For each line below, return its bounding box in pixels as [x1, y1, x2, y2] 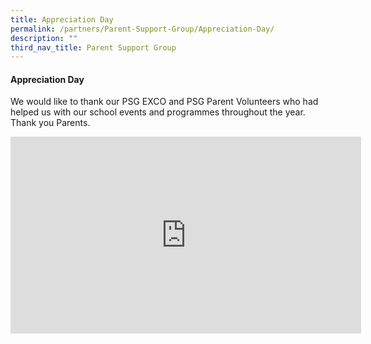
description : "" [10, 33, 78, 43]
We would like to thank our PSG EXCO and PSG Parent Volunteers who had [10, 96, 319, 108]
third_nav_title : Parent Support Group [10, 42, 177, 53]
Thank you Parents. [10, 117, 91, 129]
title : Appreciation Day [10, 14, 114, 25]
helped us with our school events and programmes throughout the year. [10, 106, 306, 118]
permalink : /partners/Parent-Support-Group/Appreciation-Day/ [10, 24, 275, 34]
